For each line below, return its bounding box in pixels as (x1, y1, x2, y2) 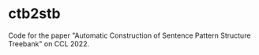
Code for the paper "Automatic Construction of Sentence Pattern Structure (8, 31, 251, 40)
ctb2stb (8, 5, 61, 23)
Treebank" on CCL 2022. (8, 38, 89, 48)
